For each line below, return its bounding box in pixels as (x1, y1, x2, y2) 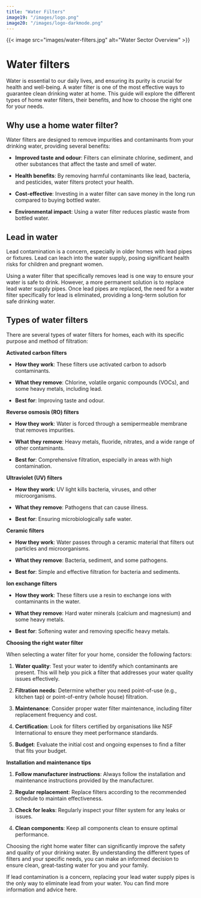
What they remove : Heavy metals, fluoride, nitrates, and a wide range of (14, 438, 195, 445)
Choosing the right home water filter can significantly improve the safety (6, 842, 186, 849)
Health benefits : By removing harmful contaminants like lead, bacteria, (14, 172, 191, 179)
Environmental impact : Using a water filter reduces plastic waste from (14, 208, 190, 215)
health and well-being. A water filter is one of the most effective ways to (6, 83, 185, 91)
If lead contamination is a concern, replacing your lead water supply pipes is (6, 873, 195, 880)
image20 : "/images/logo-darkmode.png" (6, 20, 103, 26)
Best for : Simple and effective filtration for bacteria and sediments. (14, 568, 181, 575)
